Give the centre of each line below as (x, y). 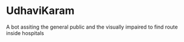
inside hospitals (25, 33)
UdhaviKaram (40, 11)
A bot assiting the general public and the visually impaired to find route (92, 27)
